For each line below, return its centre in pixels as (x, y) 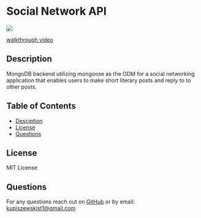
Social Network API (57, 11)
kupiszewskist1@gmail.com (41, 208)
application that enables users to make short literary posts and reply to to (99, 80)
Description (29, 59)
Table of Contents (41, 106)
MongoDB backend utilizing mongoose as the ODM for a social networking (100, 73)
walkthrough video (30, 39)
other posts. (21, 86)
